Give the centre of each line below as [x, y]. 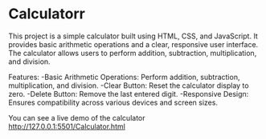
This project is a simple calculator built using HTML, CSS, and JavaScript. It [133, 36]
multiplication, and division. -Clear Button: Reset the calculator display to [129, 85]
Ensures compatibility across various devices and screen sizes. [113, 102]
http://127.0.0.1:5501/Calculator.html [67, 126]
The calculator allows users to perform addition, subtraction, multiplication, [133, 53]
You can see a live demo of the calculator [77, 117]
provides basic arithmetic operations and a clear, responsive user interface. [133, 44]
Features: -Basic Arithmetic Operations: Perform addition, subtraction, [124, 77]
